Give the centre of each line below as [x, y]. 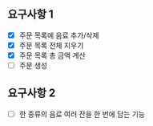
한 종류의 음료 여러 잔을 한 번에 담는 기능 [82, 114]
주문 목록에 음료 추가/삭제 [59, 35]
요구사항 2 [32, 93]
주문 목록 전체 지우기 [51, 45]
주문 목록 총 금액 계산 [52, 55]
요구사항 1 [30, 14]
